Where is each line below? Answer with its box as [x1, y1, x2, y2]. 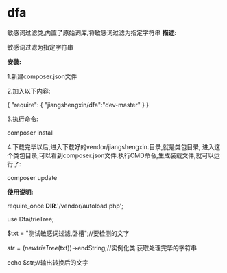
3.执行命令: [7, 115, 39, 123]
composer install [7, 129, 54, 137]
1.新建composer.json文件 [7, 72, 77, 80]
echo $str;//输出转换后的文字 [7, 258, 89, 266]
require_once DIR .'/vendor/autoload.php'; [7, 201, 124, 210]
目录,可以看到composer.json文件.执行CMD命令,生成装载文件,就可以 [25, 151, 215, 160]
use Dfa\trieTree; [7, 215, 55, 223]
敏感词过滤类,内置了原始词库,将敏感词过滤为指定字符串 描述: [7, 28, 177, 36]
